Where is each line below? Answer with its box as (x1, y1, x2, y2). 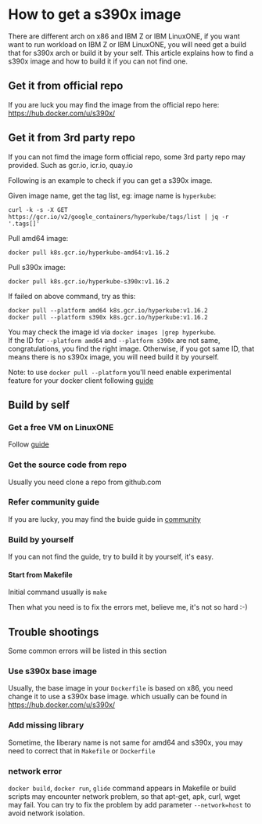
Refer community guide (8, 497, 100, 508)
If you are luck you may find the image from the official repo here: (8, 100, 220, 109)
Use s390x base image (8, 665, 98, 676)
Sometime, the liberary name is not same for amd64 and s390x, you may (8, 738, 243, 747)
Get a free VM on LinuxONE (8, 421, 114, 432)
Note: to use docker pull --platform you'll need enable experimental (8, 367, 231, 377)
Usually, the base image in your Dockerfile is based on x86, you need (8, 684, 233, 693)
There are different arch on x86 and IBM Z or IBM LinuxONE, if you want (8, 31, 240, 41)
